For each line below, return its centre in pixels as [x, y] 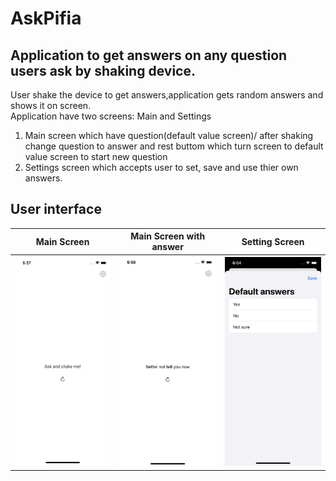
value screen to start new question [96, 156]
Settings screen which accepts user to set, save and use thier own [161, 167]
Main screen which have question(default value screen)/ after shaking [169, 135]
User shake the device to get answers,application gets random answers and [167, 95]
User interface [56, 209]
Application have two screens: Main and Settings [111, 116]
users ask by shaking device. [103, 70]
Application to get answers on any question [149, 55]
